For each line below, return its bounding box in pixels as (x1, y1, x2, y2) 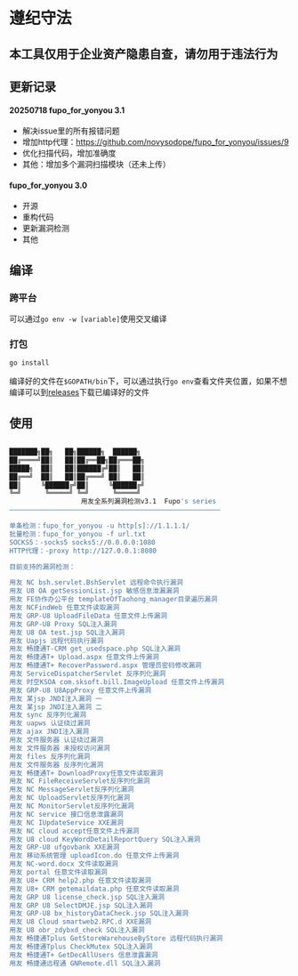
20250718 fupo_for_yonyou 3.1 (9, 104, 125, 116)
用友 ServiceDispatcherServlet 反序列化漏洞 (9, 669, 166, 679)
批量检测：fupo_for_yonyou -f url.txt (9, 529, 147, 538)
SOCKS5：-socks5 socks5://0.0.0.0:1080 (9, 537, 156, 547)
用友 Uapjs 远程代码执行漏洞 (9, 636, 104, 645)
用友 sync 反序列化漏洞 (9, 711, 87, 720)
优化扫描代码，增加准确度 (21, 148, 117, 158)
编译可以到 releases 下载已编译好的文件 (9, 387, 149, 398)
